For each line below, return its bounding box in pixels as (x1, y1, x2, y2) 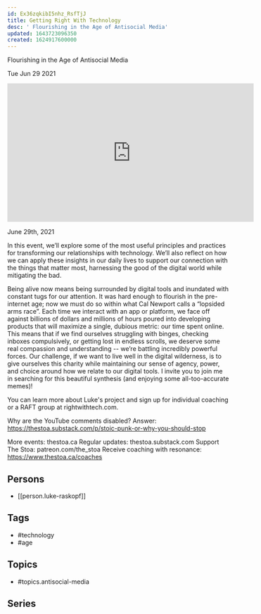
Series (7, 597, 37, 609)
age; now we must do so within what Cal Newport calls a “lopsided (31, 300, 225, 308)
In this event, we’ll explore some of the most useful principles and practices (7, 241, 227, 250)
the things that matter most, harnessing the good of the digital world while (7, 264, 222, 272)
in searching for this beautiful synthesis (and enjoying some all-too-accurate (7, 374, 229, 383)
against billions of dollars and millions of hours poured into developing (7, 314, 211, 324)
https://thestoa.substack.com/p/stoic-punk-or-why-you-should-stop (7, 424, 206, 433)
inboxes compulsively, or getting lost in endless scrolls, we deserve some (7, 337, 220, 345)
